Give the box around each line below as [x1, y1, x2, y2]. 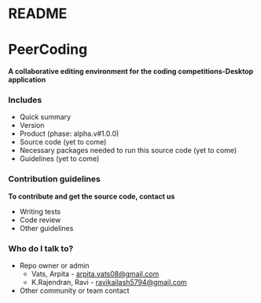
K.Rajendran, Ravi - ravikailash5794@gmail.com [31, 278, 187, 287]
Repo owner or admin [19, 261, 90, 271]
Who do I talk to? [8, 243, 74, 254]
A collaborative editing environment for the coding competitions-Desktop [8, 67, 254, 76]
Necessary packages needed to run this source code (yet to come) [19, 146, 237, 155]
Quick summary [19, 112, 72, 122]
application [8, 75, 46, 85]
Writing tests [19, 206, 61, 216]
